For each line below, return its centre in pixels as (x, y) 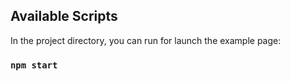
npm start (34, 65)
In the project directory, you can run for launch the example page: (146, 40)
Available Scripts (64, 16)
